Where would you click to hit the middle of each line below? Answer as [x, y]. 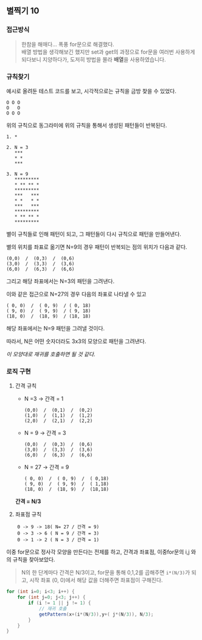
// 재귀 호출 [53, 608]
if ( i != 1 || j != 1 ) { [60, 603]
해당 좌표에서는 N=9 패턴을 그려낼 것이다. [56, 328]
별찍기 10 [23, 11]
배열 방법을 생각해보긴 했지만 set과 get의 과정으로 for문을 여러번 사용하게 [108, 52]
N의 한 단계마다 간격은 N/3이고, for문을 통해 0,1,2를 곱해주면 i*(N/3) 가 [106, 572]
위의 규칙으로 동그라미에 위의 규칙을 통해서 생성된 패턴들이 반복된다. [87, 125]
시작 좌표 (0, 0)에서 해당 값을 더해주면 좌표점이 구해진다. [96, 580]
